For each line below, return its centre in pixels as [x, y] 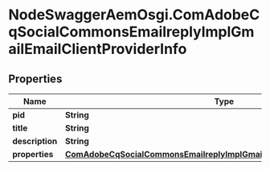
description [35, 141]
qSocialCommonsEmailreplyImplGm [131, 32]
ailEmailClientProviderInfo [98, 49]
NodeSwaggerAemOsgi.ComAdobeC [134, 15]
